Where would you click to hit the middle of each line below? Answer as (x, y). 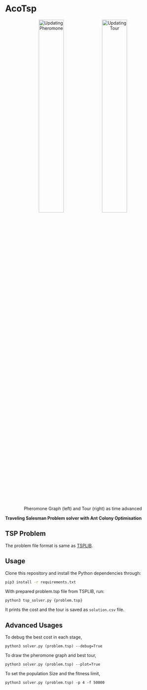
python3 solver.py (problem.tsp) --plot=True (53, 665)
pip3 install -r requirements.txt (41, 582)
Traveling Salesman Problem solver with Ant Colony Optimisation (73, 518)
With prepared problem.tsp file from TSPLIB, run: (55, 592)
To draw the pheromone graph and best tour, (51, 655)
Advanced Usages (34, 625)
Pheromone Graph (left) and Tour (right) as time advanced (83, 508)
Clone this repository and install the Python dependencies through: (73, 573)
